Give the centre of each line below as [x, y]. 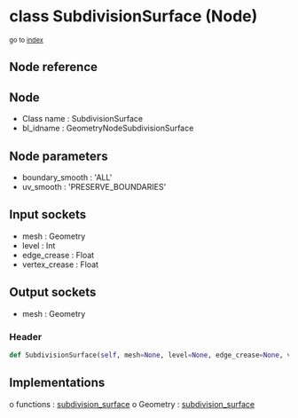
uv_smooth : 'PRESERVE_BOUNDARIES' [94, 186]
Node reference [54, 67]
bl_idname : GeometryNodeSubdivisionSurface [108, 128]
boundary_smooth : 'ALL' [67, 177]
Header [26, 336]
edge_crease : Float [58, 255]
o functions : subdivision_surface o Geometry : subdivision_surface [132, 404]
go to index [27, 40]
